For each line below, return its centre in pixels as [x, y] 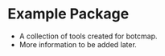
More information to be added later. [78, 44]
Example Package [68, 14]
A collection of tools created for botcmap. [88, 36]
